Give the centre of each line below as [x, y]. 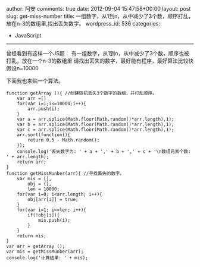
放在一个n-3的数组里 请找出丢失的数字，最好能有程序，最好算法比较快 [108, 61]
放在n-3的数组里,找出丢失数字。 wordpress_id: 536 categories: [83, 23]
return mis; [32, 236]
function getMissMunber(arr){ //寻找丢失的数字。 [65, 174]
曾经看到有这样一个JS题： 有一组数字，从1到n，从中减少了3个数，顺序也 [95, 53]
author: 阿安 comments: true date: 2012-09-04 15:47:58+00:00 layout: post [99, 9]
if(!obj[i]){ [44, 215]
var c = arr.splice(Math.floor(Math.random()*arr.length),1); [96, 130]
